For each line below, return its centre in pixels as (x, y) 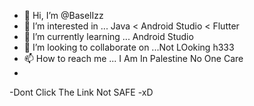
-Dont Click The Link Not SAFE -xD (81, 92)
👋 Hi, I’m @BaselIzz (63, 15)
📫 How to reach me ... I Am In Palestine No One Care (133, 58)
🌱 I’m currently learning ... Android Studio (108, 36)
